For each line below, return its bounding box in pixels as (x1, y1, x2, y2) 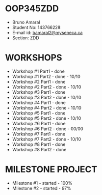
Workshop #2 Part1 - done (12, 79, 66, 84)
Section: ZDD (12, 35, 39, 41)
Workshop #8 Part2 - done (12, 146, 67, 152)
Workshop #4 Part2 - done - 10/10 (12, 105, 82, 111)
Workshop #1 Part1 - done (12, 68, 65, 74)
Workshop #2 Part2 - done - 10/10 (12, 84, 81, 90)
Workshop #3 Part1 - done (12, 89, 66, 95)
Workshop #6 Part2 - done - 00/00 (12, 126, 83, 132)
